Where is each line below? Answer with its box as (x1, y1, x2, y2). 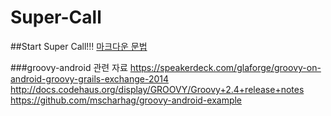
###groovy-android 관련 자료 (10, 61, 128, 73)
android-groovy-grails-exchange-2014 (10, 72, 170, 85)
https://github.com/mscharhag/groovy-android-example (10, 94, 243, 106)
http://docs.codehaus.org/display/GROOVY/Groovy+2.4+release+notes (10, 83, 305, 95)
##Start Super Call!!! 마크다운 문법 (10, 40, 148, 52)
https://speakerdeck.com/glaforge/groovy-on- (129, 61, 322, 73)
